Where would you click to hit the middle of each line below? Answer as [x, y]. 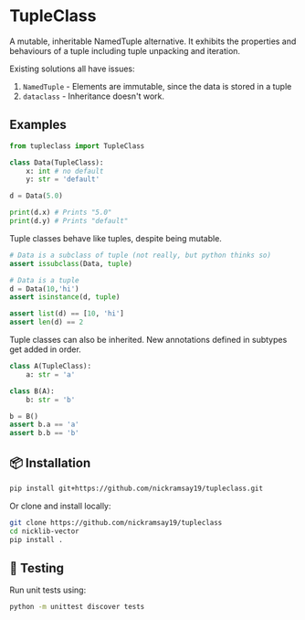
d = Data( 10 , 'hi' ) [44, 289]
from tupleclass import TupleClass [77, 146]
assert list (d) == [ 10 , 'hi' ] [67, 314]
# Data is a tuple [44, 280]
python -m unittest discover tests [77, 607]
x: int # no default [65, 171]
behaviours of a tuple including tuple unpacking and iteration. [125, 50]
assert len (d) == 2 [47, 322]
